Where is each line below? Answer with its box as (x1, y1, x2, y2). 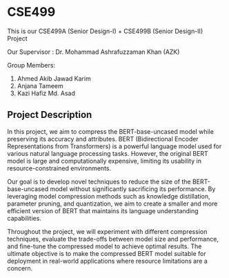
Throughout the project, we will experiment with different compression (7, 227, 208, 235)
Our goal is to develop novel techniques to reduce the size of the (7, 177, 191, 186)
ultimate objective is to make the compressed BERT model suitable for (7, 249, 206, 257)
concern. (7, 264, 33, 272)
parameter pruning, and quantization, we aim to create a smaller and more (7, 199, 218, 208)
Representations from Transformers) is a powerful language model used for (7, 142, 222, 150)
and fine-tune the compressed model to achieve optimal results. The (7, 242, 202, 250)
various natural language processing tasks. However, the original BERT (7, 149, 208, 157)
